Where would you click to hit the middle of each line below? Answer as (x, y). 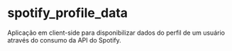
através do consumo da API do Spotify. (65, 40)
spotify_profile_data (68, 13)
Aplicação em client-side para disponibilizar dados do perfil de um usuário (116, 33)
